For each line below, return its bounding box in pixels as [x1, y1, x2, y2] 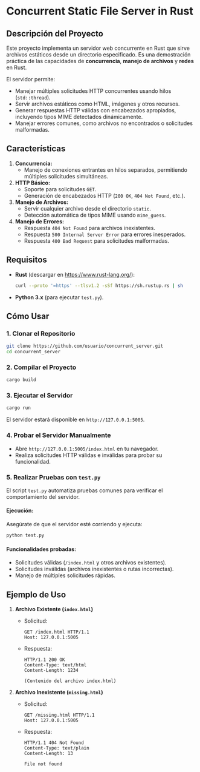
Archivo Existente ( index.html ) [15, 605, 94, 612]
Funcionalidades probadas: [6, 545, 77, 553]
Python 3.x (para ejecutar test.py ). [15, 293, 104, 301]
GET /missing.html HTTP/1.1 [24, 712, 95, 718]
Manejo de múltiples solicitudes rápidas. [15, 572, 116, 579]
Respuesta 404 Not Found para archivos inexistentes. [24, 224, 156, 231]
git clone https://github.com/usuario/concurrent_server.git [6, 343, 164, 350]
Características [6, 144, 66, 154]
